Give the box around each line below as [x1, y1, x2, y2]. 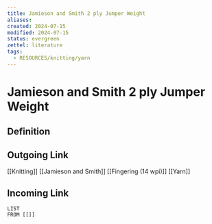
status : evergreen [7, 36, 60, 42]
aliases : [7, 16, 32, 23]
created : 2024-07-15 [7, 23, 67, 29]
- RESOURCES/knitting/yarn [13, 55, 91, 62]
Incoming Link [7, 187, 69, 199]
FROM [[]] [7, 211, 36, 218]
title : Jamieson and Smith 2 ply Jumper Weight [7, 10, 146, 17]
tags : [7, 49, 23, 55]
